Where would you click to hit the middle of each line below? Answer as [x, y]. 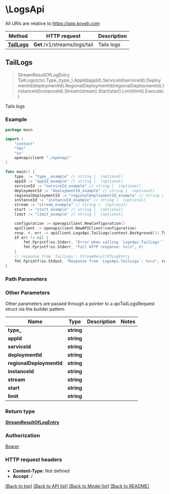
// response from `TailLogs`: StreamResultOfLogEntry [72, 257]
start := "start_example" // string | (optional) [69, 210]
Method [18, 36]
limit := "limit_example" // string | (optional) [69, 214]
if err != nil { [32, 238]
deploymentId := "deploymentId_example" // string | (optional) [85, 191]
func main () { [20, 172]
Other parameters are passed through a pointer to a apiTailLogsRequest [80, 304]
